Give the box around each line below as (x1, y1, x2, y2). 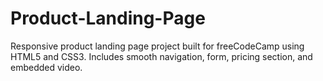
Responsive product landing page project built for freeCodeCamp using (10, 40, 305, 52)
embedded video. (10, 61, 83, 73)
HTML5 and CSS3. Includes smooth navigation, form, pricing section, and (10, 50, 313, 62)
